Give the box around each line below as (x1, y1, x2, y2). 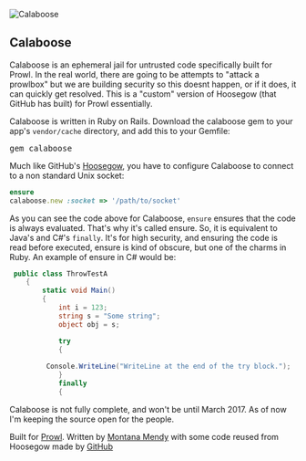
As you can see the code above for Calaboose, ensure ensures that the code (9, 213, 296, 224)
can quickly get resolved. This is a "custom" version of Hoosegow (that (9, 88, 277, 100)
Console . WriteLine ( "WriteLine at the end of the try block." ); (46, 361, 291, 372)
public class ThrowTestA (13, 269, 107, 278)
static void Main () (42, 286, 117, 296)
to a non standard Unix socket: (9, 170, 125, 181)
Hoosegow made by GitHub (9, 441, 114, 452)
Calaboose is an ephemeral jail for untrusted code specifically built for (9, 59, 273, 70)
